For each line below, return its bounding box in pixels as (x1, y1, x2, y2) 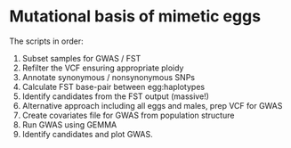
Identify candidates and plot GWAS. (21, 128, 153, 139)
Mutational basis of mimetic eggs (9, 6, 261, 27)
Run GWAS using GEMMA (21, 119, 117, 130)
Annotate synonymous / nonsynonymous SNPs (21, 71, 196, 82)
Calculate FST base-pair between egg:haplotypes (21, 81, 206, 92)
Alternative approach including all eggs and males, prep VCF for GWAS (21, 100, 283, 111)
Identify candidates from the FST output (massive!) (21, 91, 209, 102)
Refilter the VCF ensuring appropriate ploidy (21, 62, 184, 73)
